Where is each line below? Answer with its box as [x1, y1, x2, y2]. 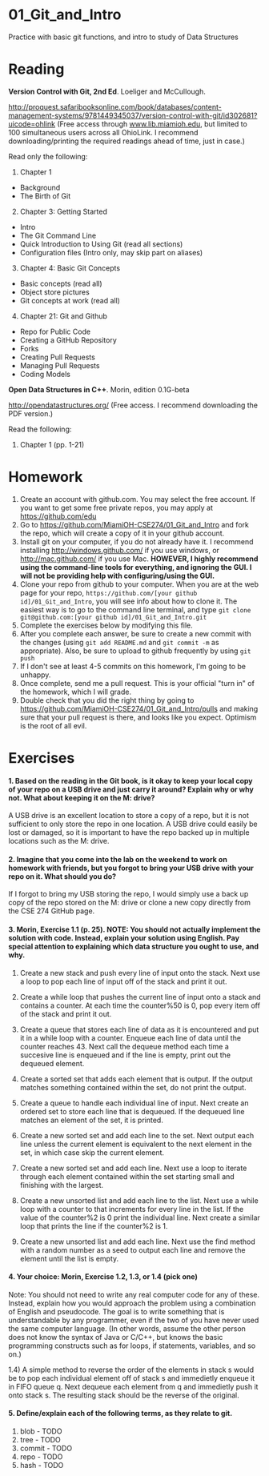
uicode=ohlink [8, 118, 56, 129]
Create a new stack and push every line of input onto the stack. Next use [19, 968, 261, 977]
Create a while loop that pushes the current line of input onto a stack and [19, 992, 261, 1001]
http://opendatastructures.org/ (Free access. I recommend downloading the [8, 400, 259, 410]
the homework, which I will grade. [19, 687, 132, 696]
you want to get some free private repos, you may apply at [19, 503, 214, 512]
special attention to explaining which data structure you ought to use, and [8, 942, 259, 951]
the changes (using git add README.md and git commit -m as [19, 637, 219, 647]
